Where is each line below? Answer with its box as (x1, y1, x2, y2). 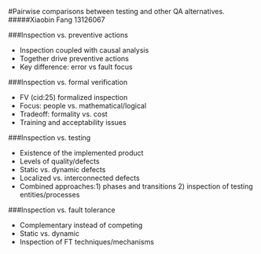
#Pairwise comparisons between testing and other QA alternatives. (8, 7, 226, 16)
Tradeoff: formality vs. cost (19, 109, 108, 119)
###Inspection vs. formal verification (8, 78, 128, 87)
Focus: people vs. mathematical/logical (19, 101, 147, 110)
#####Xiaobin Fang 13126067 (8, 15, 105, 24)
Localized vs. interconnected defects (19, 173, 140, 182)
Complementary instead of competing (19, 220, 143, 230)
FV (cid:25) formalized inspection (19, 93, 128, 101)
